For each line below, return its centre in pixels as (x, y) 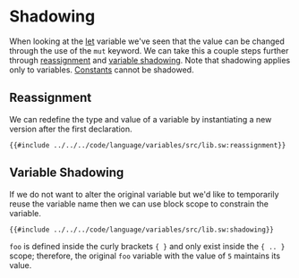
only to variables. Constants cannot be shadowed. (102, 70)
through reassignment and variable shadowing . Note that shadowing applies (150, 60)
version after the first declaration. (71, 129)
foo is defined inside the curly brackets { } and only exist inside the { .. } (147, 246)
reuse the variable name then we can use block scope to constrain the (139, 204)
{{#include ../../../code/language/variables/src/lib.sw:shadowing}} (142, 230)
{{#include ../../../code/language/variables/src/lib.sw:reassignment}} (148, 145)
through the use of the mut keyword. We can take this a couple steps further (149, 50)
